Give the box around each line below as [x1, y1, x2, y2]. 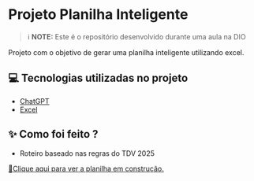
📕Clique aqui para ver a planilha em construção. [8, 164, 164, 173]
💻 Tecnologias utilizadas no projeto [8, 72, 189, 85]
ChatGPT [19, 96, 50, 105]
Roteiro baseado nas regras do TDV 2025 [19, 148, 155, 158]
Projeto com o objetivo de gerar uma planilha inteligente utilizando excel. [8, 47, 245, 57]
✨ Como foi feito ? [8, 127, 99, 141]
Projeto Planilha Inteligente [8, 6, 189, 24]
